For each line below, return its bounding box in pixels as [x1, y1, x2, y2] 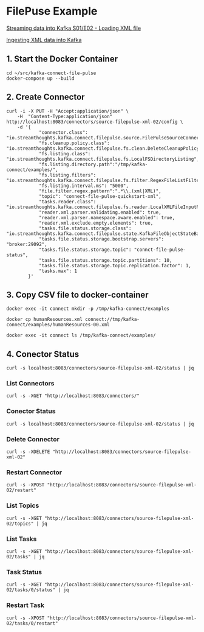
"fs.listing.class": [38, 150, 91, 156]
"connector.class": [38, 129, 88, 135]
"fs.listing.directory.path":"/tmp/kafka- [38, 161, 148, 167]
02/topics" [6, 521, 34, 527]
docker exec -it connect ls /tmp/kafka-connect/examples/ [6, 332, 156, 339]
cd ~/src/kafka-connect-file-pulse [6, 70, 97, 76]
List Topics [6, 501, 39, 510]
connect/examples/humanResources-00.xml [6, 321, 110, 328]
